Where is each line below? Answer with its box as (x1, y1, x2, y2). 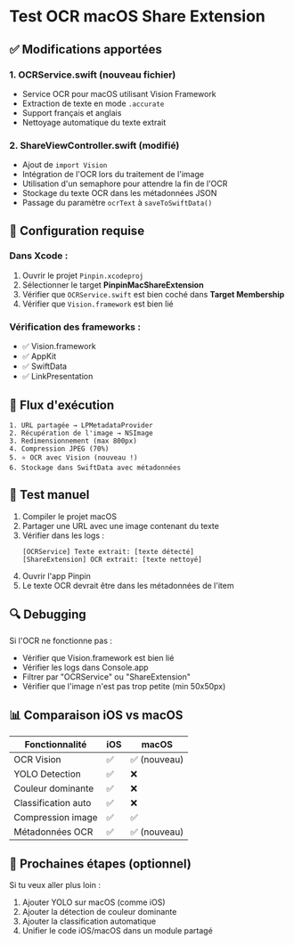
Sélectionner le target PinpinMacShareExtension (21, 279, 204, 290)
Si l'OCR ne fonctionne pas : (9, 635, 113, 646)
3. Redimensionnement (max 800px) (9, 436, 138, 445)
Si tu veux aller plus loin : (9, 880, 101, 891)
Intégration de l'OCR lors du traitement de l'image (21, 169, 205, 180)
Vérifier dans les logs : (21, 530, 105, 541)
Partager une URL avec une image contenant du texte (21, 520, 220, 531)
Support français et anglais (21, 107, 122, 118)
